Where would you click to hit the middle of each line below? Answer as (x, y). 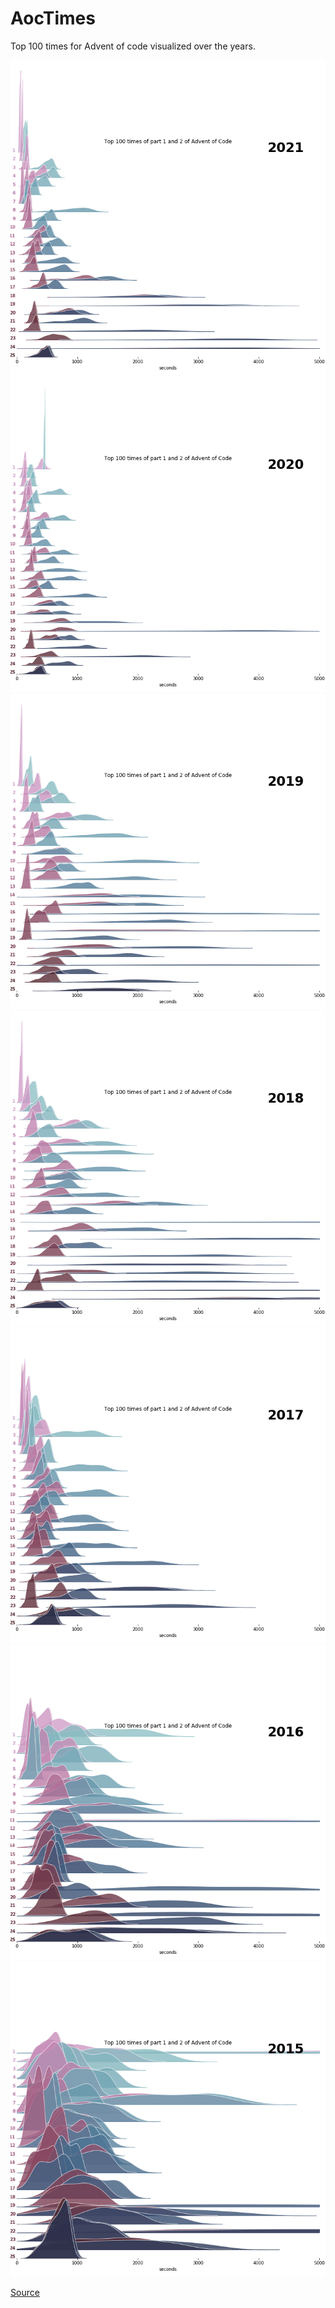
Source (25, 2292)
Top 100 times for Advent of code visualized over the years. (133, 46)
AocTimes (53, 18)
